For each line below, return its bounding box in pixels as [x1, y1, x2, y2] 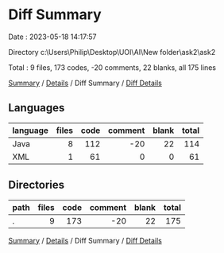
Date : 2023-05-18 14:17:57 [8, 32, 97, 41]
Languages [8, 101, 65, 115]
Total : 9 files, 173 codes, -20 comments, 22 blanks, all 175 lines [8, 62, 217, 72]
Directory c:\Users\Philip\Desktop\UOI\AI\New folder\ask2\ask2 [8, 47, 216, 56]
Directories [8, 178, 65, 192]
